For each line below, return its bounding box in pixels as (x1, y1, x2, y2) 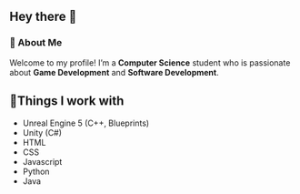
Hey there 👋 (9, 9, 77, 25)
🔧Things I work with (9, 93, 125, 109)
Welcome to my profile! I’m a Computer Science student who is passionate (9, 56, 291, 68)
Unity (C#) (22, 127, 62, 138)
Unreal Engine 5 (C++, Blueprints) (22, 117, 150, 128)
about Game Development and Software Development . (9, 66, 220, 77)
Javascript (22, 156, 63, 167)
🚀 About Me (9, 36, 63, 49)
